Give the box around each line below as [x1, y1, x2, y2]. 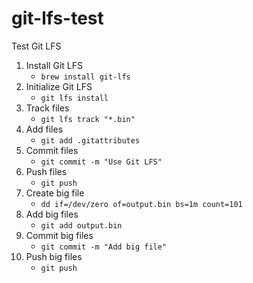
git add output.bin [40, 220, 123, 231]
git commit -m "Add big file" [40, 242, 168, 252]
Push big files [25, 250, 83, 262]
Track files [25, 102, 70, 114]
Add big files [25, 208, 79, 220]
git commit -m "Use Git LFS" [40, 157, 163, 167]
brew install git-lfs [40, 72, 131, 82]
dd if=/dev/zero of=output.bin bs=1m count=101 [40, 199, 243, 209]
